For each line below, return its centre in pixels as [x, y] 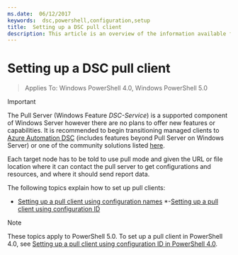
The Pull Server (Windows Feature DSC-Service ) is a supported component [118, 115]
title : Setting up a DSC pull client [64, 27]
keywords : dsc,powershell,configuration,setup [79, 20]
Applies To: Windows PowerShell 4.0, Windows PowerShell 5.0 [116, 88]
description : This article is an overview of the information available [117, 34]
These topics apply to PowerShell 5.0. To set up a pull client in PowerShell [115, 237]
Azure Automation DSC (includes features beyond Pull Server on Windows [116, 138]
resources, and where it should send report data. [79, 174]
